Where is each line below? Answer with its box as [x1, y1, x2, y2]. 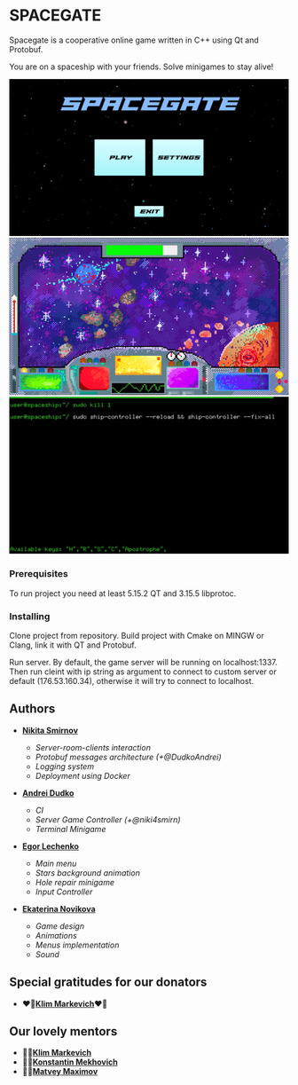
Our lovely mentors [9, 1024, 118, 1039]
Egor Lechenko [21, 840, 80, 852]
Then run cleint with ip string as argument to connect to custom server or [9, 666, 277, 677]
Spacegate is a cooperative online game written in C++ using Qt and [9, 35, 259, 45]
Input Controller [35, 886, 93, 897]
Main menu [35, 858, 77, 869]
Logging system [35, 760, 95, 772]
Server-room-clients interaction [35, 742, 151, 752]
